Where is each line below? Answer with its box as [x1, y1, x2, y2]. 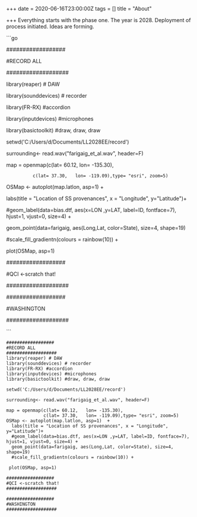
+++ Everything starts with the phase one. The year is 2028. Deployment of [6, 17, 191, 23]
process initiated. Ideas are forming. [6, 23, 94, 30]
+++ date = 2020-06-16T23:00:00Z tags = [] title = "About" [6, 5, 152, 12]
